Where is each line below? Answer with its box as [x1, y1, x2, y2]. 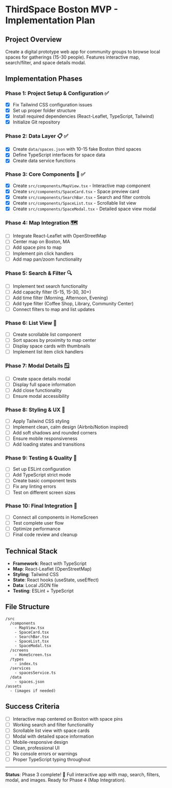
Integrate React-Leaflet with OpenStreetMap [12, 233, 106, 239]
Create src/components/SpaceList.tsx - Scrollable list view [12, 199, 137, 206]
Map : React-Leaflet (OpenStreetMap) [12, 565, 92, 572]
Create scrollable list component [12, 331, 81, 337]
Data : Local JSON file [12, 582, 59, 588]
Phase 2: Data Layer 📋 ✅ [5, 132, 69, 139]
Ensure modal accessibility [12, 393, 70, 399]
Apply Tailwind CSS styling [12, 418, 70, 424]
